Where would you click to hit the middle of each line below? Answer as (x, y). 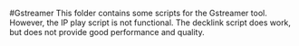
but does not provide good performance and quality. (107, 32)
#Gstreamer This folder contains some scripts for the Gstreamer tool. (138, 13)
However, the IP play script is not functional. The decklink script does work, (150, 23)
